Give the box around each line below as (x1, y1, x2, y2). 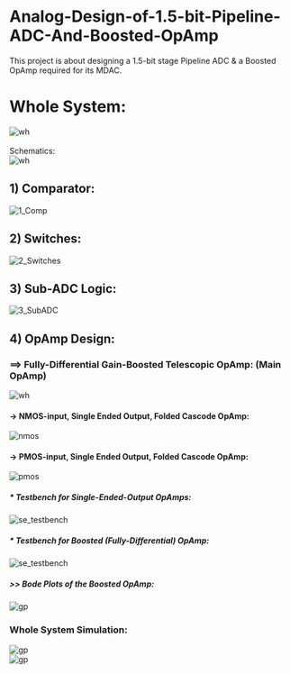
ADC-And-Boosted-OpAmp (9, 25, 219, 46)
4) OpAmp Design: (9, 331, 115, 346)
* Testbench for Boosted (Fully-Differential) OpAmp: (9, 534, 210, 546)
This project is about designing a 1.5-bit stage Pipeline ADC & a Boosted (9, 55, 276, 66)
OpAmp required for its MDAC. (9, 65, 122, 76)
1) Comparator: (9, 181, 95, 196)
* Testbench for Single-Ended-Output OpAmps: (9, 492, 192, 502)
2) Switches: (9, 232, 82, 247)
